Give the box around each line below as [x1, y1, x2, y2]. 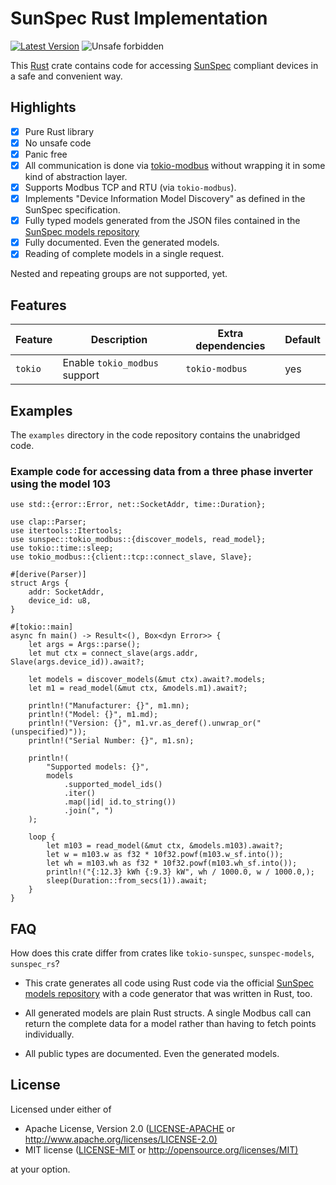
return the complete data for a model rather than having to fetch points [24, 1018, 317, 1030]
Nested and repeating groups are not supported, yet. [10, 268, 228, 280]
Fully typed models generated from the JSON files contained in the [24, 215, 301, 227]
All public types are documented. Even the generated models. [24, 1048, 280, 1060]
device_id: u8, [28, 596, 92, 606]
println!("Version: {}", [28, 718, 132, 729]
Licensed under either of [10, 1103, 112, 1115]
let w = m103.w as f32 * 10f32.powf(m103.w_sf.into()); [46, 850, 284, 860]
